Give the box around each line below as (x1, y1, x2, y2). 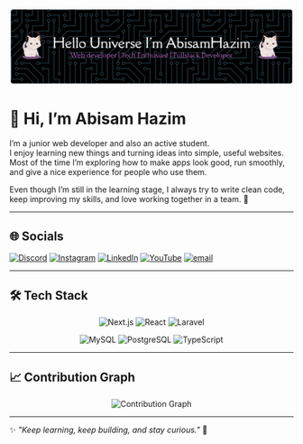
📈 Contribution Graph (9, 370, 135, 385)
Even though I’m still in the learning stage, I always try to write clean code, (9, 184, 286, 195)
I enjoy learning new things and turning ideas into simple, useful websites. (9, 148, 284, 159)
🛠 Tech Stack (9, 288, 88, 303)
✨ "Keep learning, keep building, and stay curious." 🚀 (9, 424, 208, 435)
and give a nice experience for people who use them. (9, 167, 207, 178)
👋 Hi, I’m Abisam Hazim (9, 108, 187, 129)
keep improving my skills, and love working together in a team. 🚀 (9, 194, 250, 205)
